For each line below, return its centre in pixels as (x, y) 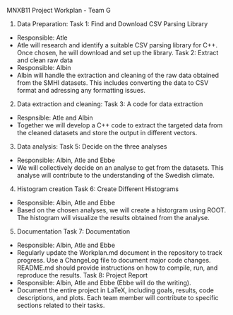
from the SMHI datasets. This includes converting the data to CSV (113, 83)
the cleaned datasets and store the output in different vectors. (107, 133)
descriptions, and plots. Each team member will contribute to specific (118, 298)
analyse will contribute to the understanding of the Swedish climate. (115, 175)
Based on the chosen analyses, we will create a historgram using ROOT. (121, 210)
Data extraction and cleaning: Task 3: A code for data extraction (110, 104)
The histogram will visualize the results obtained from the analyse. (113, 218)
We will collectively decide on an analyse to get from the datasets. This (120, 168)
